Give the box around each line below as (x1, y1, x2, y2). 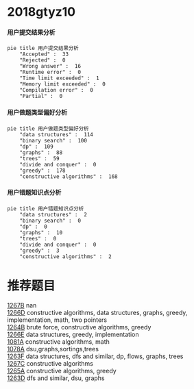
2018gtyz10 (7, 4, 76, 20)
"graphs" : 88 (19, 149, 63, 156)
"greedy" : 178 (19, 167, 66, 174)
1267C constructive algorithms (7, 359, 94, 367)
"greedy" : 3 (19, 247, 60, 254)
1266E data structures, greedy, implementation (7, 330, 139, 338)
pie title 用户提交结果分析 (7, 45, 79, 52)
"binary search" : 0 (19, 217, 81, 224)
